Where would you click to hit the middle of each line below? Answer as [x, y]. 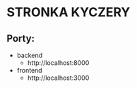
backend [30, 55]
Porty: [21, 38]
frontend [30, 70]
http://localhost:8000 [58, 63]
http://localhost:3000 [58, 78]
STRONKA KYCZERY [68, 12]
